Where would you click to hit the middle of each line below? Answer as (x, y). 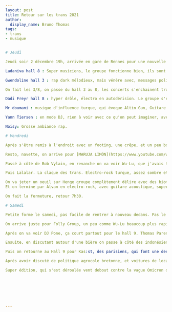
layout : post (19, 10)
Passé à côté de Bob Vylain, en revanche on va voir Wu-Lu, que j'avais (84, 164)
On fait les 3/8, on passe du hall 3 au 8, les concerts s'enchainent (82, 90)
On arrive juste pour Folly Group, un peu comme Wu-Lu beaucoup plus (81, 224)
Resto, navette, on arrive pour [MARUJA (49, 154)
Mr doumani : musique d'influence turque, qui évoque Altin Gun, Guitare (86, 108)
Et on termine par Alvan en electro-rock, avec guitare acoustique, (80, 187)
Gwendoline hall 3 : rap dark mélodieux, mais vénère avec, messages (81, 80)
